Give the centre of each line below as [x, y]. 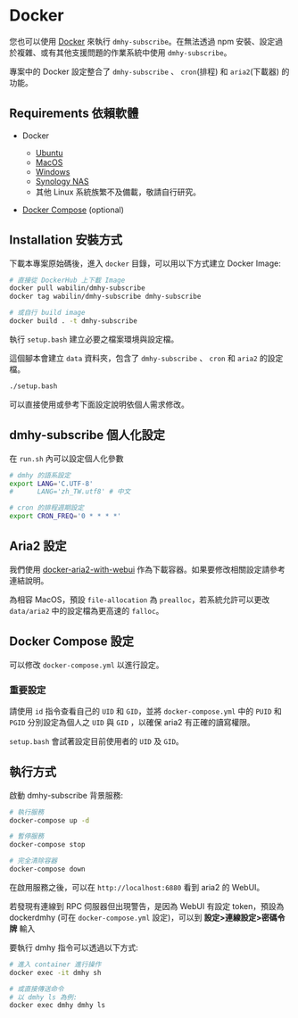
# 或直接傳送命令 [37, 989]
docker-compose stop [48, 845]
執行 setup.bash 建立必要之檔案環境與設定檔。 [94, 339]
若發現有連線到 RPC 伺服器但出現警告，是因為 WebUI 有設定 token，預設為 [147, 906]
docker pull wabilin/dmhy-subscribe [77, 288]
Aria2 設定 [38, 546]
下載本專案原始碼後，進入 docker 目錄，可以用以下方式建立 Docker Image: [145, 263]
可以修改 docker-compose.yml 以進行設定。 [87, 665]
